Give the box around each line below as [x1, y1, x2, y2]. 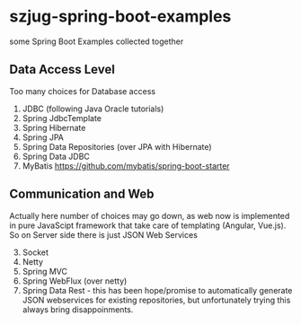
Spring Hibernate [22, 122, 86, 133]
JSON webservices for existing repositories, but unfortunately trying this [22, 294, 291, 305]
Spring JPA [22, 132, 65, 143]
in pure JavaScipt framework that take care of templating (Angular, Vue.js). [9, 220, 287, 231]
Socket [22, 247, 49, 258]
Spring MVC [22, 266, 68, 276]
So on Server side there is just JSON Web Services [9, 229, 198, 240]
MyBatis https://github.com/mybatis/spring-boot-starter [22, 160, 231, 171]
